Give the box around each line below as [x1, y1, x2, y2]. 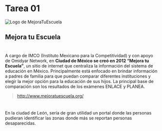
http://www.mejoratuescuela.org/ [17, 93, 84, 98]
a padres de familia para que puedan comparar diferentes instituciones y [5, 73, 151, 79]
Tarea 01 [5, 3, 40, 14]
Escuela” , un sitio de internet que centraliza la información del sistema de [5, 63, 153, 68]
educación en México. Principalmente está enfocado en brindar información [5, 68, 158, 74]
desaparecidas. [5, 120, 36, 126]
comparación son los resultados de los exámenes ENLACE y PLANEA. [5, 83, 145, 89]
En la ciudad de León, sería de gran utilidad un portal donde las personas [5, 110, 152, 115]
